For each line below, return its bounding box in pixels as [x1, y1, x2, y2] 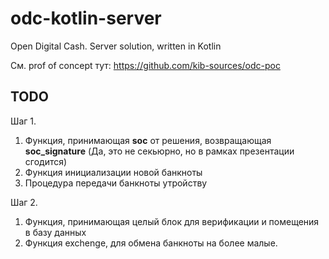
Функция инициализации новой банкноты [24, 166, 203, 178]
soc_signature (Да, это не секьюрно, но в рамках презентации [24, 145, 295, 157]
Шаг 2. [10, 196, 38, 208]
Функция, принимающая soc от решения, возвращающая [24, 134, 272, 146]
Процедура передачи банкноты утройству [24, 177, 208, 189]
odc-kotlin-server [10, 7, 162, 30]
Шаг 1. [10, 115, 37, 127]
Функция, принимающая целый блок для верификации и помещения [24, 215, 320, 227]
